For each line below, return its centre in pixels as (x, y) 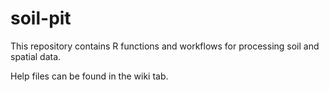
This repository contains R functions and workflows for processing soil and (165, 46)
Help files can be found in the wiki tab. (89, 76)
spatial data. (36, 56)
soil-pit (41, 18)
